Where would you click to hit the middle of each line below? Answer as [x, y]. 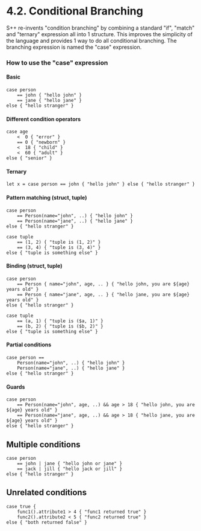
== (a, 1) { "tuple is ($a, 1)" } [60, 321]
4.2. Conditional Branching [75, 11]
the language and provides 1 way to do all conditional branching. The [91, 40]
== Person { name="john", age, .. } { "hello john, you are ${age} [103, 284]
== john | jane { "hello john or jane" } [70, 464]
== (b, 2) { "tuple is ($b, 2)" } [60, 326]
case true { [21, 506]
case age [17, 132]
